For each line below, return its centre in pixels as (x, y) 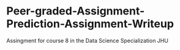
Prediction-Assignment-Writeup (90, 24)
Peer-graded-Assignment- (76, 11)
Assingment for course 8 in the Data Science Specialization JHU (87, 40)
